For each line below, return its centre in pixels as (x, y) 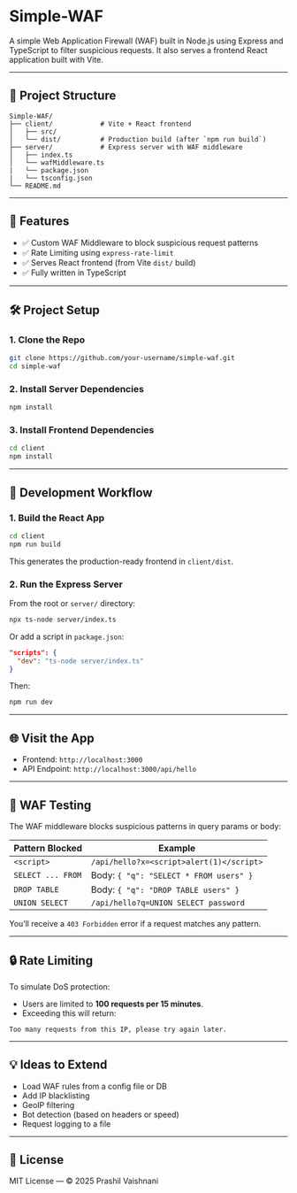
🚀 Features (39, 222)
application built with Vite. (57, 59)
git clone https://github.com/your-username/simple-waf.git (122, 358)
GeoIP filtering (48, 1104)
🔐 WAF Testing (50, 805)
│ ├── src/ (33, 131)
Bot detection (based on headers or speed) (100, 1114)
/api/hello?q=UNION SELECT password (168, 903)
